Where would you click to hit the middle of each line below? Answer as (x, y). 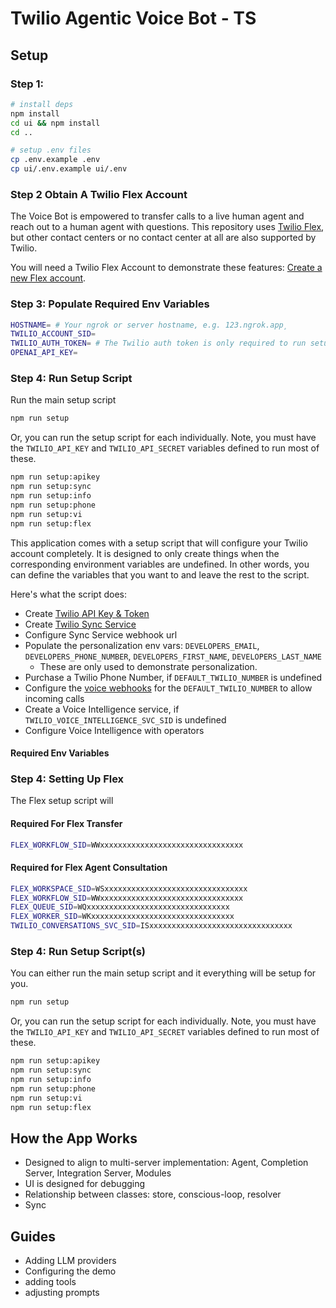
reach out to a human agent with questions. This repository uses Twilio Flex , (167, 227)
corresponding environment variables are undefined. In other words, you (160, 564)
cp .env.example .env (55, 160)
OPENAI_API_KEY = (44, 353)
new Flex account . (48, 278)
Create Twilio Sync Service (80, 624)
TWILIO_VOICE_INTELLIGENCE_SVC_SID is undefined (125, 719)
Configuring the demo (70, 1271)
